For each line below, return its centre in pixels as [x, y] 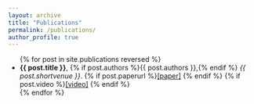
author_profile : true [44, 37]
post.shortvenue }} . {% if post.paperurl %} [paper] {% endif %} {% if [130, 76]
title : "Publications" [45, 23]
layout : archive [34, 15]
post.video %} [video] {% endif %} [75, 84]
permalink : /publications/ [52, 30]
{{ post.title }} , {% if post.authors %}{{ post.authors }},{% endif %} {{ [132, 68]
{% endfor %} [42, 93]
